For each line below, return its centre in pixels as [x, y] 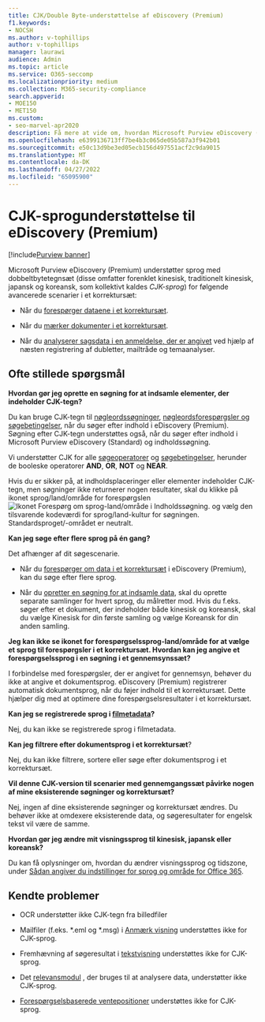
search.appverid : [37, 96]
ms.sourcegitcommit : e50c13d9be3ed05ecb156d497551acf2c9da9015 [114, 148]
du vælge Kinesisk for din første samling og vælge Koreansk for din [129, 617]
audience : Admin [35, 60]
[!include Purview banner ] [49, 254]
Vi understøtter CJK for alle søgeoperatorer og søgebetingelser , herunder [127, 457]
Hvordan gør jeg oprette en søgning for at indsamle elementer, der [119, 393]
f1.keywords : [30, 23]
